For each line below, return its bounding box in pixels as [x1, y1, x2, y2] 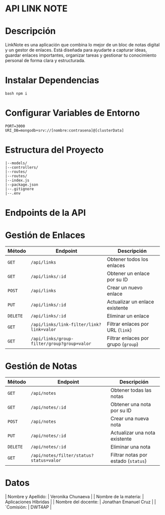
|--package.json [5, 182, 38, 187]
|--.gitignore [5, 186, 34, 191]
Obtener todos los [107, 256, 148, 263]
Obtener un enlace [107, 270, 150, 277]
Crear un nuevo [107, 284, 143, 291]
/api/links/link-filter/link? [30, 322, 102, 328]
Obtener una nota [110, 401, 151, 408]
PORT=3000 [5, 124, 26, 129]
